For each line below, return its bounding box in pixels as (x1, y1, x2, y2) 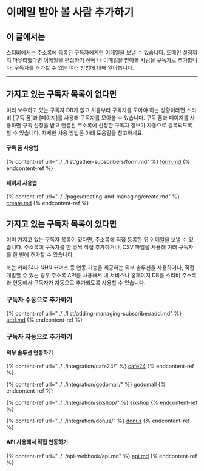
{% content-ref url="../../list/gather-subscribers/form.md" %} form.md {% (6, 158, 191, 166)
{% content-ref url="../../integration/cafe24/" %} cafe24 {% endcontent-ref (6, 362, 194, 370)
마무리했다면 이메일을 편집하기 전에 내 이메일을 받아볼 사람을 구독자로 (12, 56, 177, 64)
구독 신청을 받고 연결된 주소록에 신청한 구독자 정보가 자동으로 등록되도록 (22, 121, 193, 129)
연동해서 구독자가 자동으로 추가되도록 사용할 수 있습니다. (12, 279, 146, 286)
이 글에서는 (6, 32, 46, 42)
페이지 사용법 (6, 179, 38, 186)
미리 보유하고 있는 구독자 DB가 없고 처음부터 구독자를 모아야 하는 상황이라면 (6, 106, 185, 114)
